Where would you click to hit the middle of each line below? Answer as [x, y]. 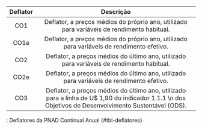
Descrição [116, 12]
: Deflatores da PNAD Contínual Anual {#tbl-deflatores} [74, 120]
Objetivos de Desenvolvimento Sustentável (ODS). [116, 105]
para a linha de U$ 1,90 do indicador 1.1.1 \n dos [116, 98]
